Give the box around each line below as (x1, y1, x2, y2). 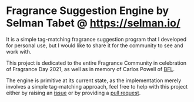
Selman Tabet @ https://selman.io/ (6, 16, 180, 30)
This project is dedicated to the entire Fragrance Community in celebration (6, 59, 187, 66)
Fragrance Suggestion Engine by (6, 4, 169, 17)
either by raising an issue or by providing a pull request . (6, 89, 141, 96)
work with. (6, 48, 32, 55)
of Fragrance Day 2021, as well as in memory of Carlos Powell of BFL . (6, 65, 175, 72)
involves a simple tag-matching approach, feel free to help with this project (6, 83, 188, 90)
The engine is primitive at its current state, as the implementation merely (6, 77, 182, 84)
